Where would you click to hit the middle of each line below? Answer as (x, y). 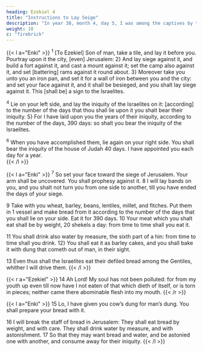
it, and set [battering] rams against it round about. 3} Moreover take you (96, 72)
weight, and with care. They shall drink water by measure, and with (90, 328)
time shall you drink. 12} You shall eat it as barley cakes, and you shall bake (100, 243)
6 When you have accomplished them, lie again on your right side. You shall (100, 142)
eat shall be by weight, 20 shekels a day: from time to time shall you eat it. (98, 225)
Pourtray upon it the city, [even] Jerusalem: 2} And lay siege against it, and (99, 59)
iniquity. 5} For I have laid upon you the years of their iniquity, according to (99, 117)
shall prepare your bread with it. (46, 310)
